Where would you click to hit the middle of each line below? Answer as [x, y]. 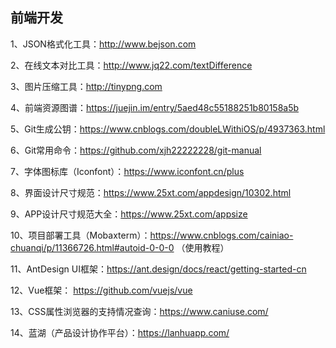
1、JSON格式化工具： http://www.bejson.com [103, 44]
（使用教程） [203, 247]
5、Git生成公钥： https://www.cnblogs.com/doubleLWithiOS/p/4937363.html [168, 129]
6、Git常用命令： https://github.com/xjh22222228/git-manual [136, 150]
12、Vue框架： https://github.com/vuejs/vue [101, 290]
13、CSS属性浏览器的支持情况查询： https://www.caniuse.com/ [139, 311]
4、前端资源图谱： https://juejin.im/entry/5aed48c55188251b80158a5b [155, 107]
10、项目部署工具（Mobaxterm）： [80, 235]
